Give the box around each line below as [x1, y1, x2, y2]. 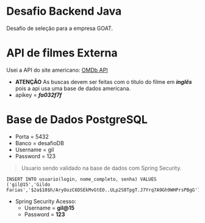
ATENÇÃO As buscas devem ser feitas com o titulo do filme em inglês [15, 78, 192, 85]
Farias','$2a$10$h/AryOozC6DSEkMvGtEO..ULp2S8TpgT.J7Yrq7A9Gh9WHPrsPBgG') [6, 187, 201, 193]
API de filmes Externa [6, 46, 118, 60]
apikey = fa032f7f [15, 91, 62, 99]
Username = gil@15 [24, 204, 75, 211]
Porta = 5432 [15, 133, 49, 140]
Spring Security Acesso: [15, 197, 76, 205]
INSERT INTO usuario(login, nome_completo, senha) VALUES [6, 176, 157, 182]
